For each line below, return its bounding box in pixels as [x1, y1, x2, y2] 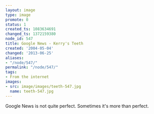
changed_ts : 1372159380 [5, 31, 56, 36]
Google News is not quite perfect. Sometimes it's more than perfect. [5, 103, 149, 109]
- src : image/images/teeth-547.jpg [5, 84, 81, 89]
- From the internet [5, 74, 50, 80]
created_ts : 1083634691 [5, 27, 56, 32]
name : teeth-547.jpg [10, 88, 54, 94]
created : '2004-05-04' [5, 46, 54, 51]
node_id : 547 [5, 36, 33, 42]
